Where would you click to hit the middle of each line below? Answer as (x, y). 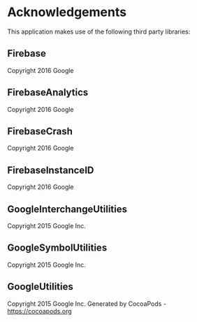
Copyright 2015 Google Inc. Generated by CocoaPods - (87, 303)
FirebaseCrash (40, 131)
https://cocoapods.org (39, 311)
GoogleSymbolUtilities (57, 248)
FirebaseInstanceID (51, 170)
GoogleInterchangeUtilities (67, 209)
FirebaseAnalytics (48, 93)
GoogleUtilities (40, 287)
